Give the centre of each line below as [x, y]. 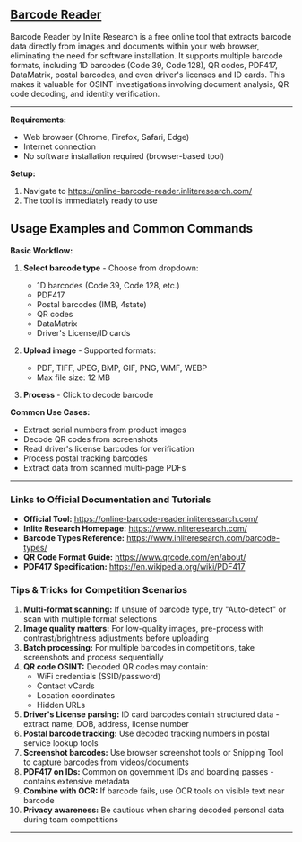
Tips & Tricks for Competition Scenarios [99, 589]
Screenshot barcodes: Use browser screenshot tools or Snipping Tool [153, 753]
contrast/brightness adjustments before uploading [116, 638]
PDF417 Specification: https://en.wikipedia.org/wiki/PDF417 [134, 566]
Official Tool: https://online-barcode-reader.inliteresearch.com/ [141, 518]
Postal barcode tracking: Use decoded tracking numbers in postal [146, 734]
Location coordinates [76, 696]
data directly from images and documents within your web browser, [135, 46]
